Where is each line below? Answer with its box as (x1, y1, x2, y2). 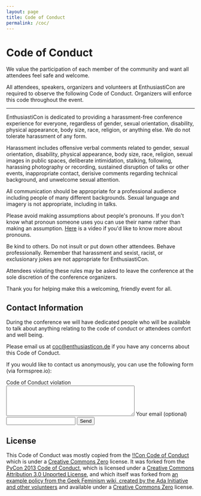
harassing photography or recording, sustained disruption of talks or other (6, 163, 190, 171)
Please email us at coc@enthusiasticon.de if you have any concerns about (6, 343, 190, 350)
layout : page (6, 8, 39, 15)
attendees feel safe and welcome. (6, 72, 90, 79)
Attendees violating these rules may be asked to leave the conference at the (6, 267, 194, 275)
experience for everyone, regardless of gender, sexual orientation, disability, (6, 120, 194, 127)
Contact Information (6, 302, 84, 312)
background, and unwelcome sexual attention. (6, 176, 121, 184)
